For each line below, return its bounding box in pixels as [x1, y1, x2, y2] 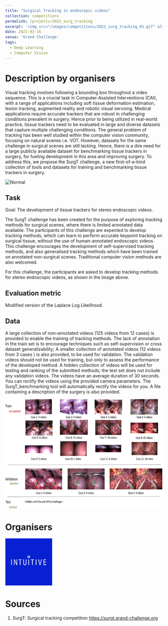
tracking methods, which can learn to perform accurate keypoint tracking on [5, 232, 162, 238]
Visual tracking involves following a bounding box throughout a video [5, 89, 147, 95]
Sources [5, 598, 41, 610]
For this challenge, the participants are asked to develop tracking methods [5, 269, 158, 275]
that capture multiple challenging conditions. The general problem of [5, 127, 146, 133]
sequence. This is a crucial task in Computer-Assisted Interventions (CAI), [5, 94, 157, 100]
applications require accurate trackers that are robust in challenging [5, 110, 145, 116]
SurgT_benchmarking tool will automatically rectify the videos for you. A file [5, 384, 161, 389]
